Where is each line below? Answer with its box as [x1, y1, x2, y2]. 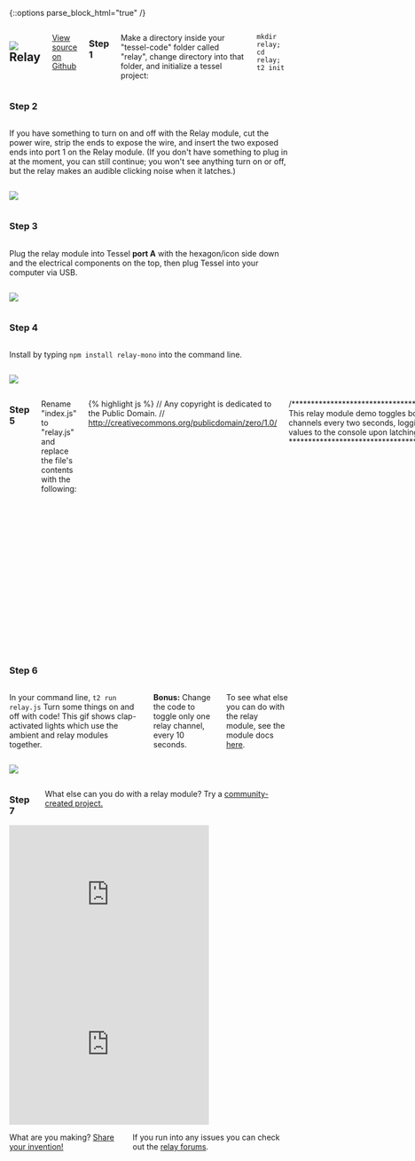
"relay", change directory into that [121, 51, 245, 61]
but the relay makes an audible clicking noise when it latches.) [9, 166, 237, 177]
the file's [41, 454, 74, 465]
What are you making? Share [9, 1132, 115, 1143]
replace [41, 446, 69, 456]
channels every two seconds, [287, 417, 396, 428]
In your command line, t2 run [9, 692, 117, 703]
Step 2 [9, 99, 38, 112]
